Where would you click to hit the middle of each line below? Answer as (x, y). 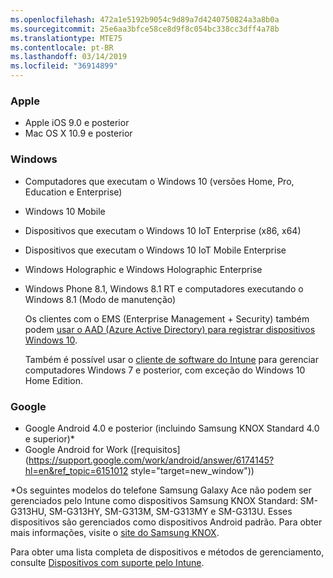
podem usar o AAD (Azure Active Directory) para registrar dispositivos (170, 329)
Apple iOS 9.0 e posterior (77, 123)
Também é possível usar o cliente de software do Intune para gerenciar (171, 359)
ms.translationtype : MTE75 (66, 38)
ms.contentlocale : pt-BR (62, 47)
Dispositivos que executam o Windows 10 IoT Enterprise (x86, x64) (163, 230)
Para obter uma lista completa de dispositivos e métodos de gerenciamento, (167, 552)
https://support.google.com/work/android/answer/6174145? (151, 460)
